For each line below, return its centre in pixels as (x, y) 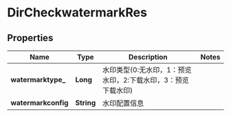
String (86, 103)
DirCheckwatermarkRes (77, 13)
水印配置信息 (123, 103)
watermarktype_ (38, 80)
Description (148, 57)
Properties (30, 38)
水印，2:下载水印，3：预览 (145, 80)
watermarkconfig (40, 103)
